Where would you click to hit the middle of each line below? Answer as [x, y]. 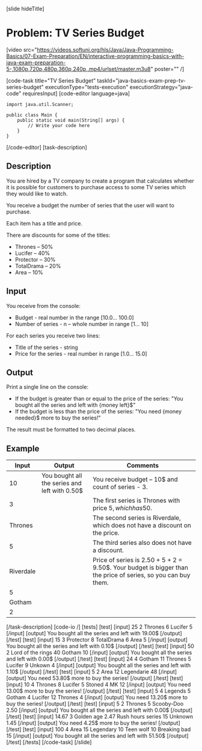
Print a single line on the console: [47, 387]
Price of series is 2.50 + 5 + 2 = [137, 560]
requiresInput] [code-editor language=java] [76, 93]
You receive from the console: [44, 306]
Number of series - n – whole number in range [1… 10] [82, 324]
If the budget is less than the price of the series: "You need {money [98, 412]
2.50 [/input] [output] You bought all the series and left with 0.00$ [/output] [99, 710]
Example [23, 448]
